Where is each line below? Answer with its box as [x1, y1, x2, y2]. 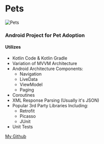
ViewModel [19, 81, 43, 87]
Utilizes [5, 44, 21, 50]
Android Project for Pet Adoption [5, 32, 85, 39]
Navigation [19, 71, 42, 77]
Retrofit [19, 108, 35, 114]
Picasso [19, 113, 36, 119]
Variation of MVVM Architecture [12, 61, 77, 67]
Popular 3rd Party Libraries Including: [12, 103, 89, 109]
